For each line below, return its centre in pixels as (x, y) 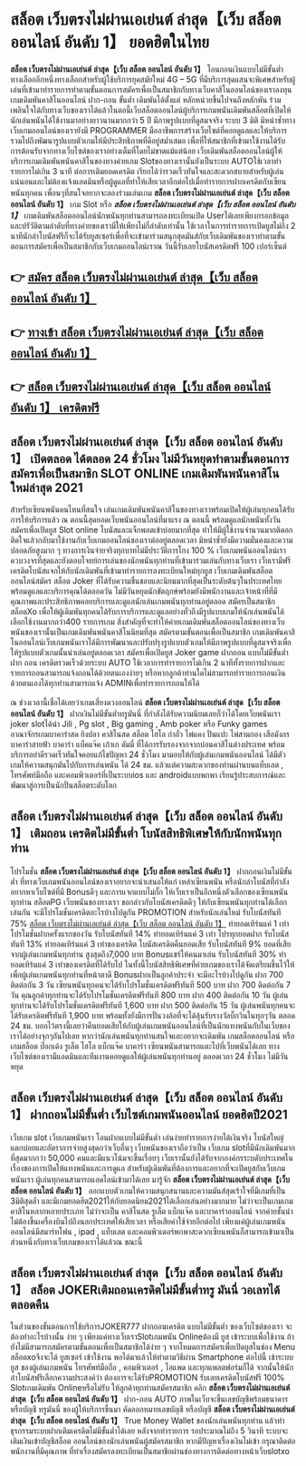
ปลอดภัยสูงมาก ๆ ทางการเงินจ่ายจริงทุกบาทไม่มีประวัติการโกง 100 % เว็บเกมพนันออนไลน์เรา (148, 550)
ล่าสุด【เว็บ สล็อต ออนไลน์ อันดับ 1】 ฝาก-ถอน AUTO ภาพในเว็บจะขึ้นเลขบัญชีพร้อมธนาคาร (149, 1399)
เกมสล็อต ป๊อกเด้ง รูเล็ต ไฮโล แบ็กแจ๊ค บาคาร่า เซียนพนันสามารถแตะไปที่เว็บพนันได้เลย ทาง (145, 1046)
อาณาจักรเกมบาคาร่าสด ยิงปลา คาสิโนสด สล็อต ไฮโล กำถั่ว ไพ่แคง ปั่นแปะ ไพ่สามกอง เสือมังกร (150, 733)
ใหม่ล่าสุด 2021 (47, 487)
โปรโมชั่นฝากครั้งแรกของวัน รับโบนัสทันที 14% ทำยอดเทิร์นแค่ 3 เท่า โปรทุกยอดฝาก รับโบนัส (149, 933)
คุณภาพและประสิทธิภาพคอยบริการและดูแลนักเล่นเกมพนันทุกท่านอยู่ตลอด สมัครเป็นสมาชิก (143, 601)
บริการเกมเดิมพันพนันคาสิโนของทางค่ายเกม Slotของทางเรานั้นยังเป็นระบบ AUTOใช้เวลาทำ (146, 161)
